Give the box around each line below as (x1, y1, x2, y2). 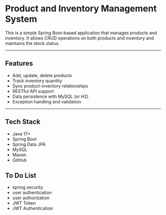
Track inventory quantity (12, 78, 63, 84)
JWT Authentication (12, 206, 53, 212)
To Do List (5, 171, 37, 179)
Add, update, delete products (12, 72, 72, 78)
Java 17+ (12, 130, 31, 136)
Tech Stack (5, 118, 41, 126)
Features (5, 59, 33, 68)
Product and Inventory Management (5, 3, 157, 14)
